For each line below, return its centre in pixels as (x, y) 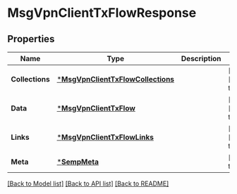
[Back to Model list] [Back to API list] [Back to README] (88, 183)
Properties (31, 39)
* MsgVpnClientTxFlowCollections (116, 79)
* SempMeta (78, 162)
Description (201, 59)
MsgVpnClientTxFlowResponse (102, 13)
